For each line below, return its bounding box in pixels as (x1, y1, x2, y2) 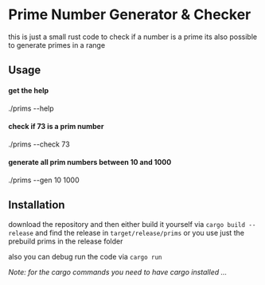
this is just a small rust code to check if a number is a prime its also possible (8, 32, 257, 41)
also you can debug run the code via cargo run (8, 252, 162, 261)
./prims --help (8, 103, 54, 113)
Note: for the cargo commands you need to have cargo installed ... (8, 267, 228, 276)
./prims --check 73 (8, 139, 70, 149)
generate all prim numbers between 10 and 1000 (8, 158, 172, 167)
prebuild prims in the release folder (8, 236, 123, 246)
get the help (8, 85, 49, 95)
